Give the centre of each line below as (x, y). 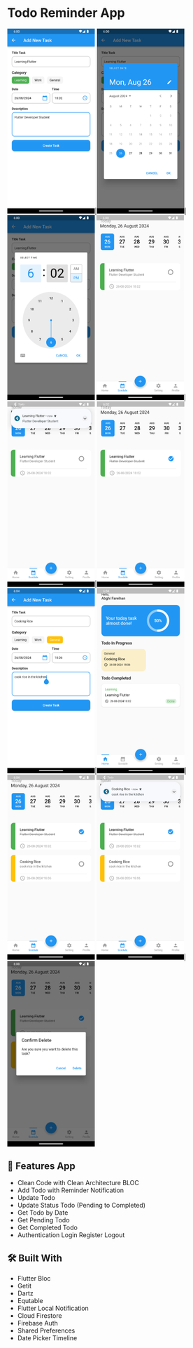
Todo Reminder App (66, 13)
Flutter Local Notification (53, 1308)
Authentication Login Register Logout (71, 1235)
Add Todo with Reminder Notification (71, 1190)
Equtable (30, 1301)
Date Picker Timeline (47, 1338)
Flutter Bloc (34, 1279)
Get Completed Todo (48, 1228)
